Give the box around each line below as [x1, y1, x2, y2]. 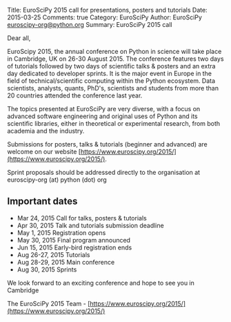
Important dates [7, 196, 78, 207]
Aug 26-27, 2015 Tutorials [17, 250, 90, 258]
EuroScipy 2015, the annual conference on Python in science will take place [7, 48, 222, 55]
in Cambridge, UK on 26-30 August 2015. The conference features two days [7, 55, 224, 63]
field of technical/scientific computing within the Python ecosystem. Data [7, 77, 216, 85]
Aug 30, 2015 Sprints [17, 265, 77, 274]
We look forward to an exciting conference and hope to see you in [7, 278, 195, 287]
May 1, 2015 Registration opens [17, 228, 106, 237]
